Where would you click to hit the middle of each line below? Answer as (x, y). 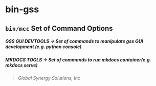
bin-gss (22, 9)
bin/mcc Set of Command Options (59, 28)
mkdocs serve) (21, 65)
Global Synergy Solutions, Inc (49, 78)
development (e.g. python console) (43, 47)
